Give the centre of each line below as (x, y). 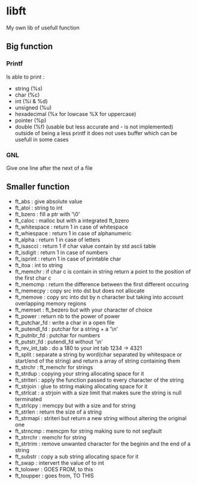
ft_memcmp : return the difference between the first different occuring (101, 284)
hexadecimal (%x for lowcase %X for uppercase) (75, 114)
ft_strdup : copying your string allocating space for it (79, 373)
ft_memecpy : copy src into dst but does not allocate (80, 291)
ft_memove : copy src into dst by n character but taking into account (99, 297)
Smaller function (38, 187)
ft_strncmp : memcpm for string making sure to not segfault (88, 431)
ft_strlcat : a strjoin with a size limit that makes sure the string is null (98, 393)
